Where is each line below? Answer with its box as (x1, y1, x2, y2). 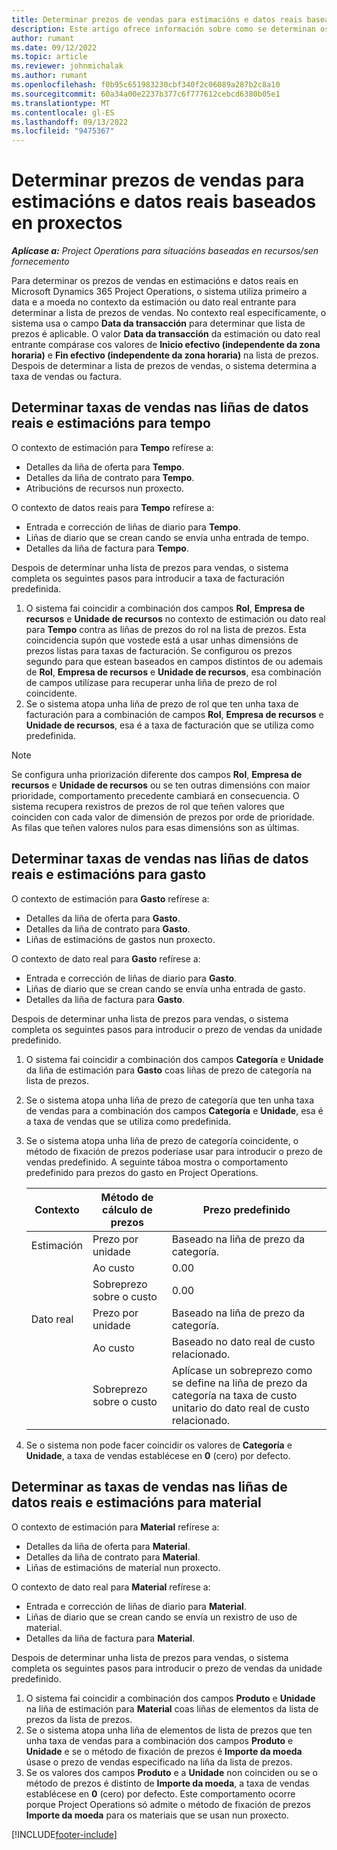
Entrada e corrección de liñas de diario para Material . (25, 1600, 247, 1612)
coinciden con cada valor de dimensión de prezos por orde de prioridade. (11, 811, 315, 823)
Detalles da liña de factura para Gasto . (25, 993, 186, 1005)
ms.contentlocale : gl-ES (11, 107, 115, 118)
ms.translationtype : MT (11, 98, 111, 108)
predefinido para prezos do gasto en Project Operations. (25, 1166, 259, 1178)
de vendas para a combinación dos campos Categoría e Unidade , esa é (25, 1104, 324, 1116)
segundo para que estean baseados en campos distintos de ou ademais (25, 655, 324, 667)
